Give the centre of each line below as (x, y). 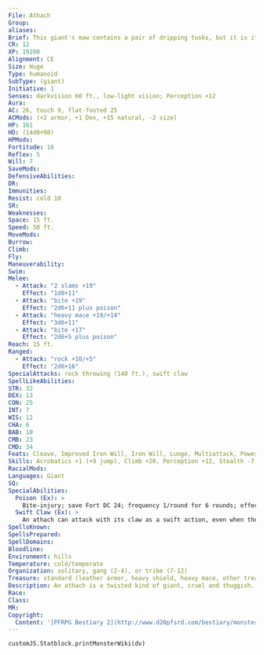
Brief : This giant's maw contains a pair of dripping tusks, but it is (128, 37)
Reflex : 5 (24, 154)
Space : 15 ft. (31, 220)
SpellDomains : (31, 542)
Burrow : (21, 242)
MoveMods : (24, 235)
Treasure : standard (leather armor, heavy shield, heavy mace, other (125, 579)
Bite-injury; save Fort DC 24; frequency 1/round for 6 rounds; (130, 505)
